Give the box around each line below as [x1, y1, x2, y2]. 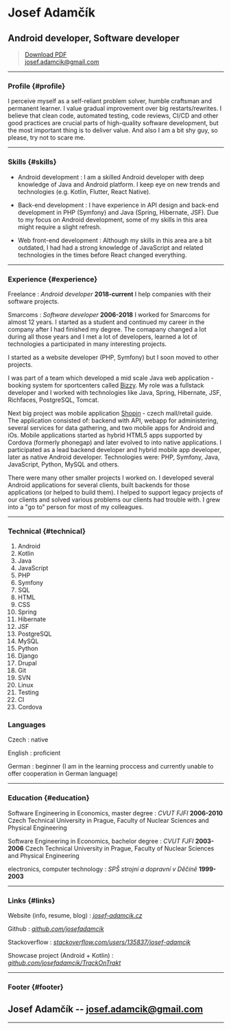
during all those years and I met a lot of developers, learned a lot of [8, 332, 198, 341]
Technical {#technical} [8, 526, 86, 536]
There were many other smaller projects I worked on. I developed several [8, 473, 215, 482]
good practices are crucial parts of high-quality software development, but [8, 119, 219, 127]
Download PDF [24, 50, 67, 58]
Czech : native [8, 736, 49, 744]
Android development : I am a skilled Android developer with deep [17, 173, 204, 181]
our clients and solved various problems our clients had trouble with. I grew [8, 495, 221, 504]
